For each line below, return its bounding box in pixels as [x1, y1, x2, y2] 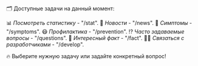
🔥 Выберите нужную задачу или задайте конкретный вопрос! [6, 53, 166, 59]
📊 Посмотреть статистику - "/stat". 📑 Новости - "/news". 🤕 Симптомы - [6, 19, 193, 26]
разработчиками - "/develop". [6, 41, 84, 48]
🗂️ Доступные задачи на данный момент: [6, 5, 115, 12]
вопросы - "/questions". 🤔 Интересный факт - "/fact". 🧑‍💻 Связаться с [6, 35, 185, 41]
